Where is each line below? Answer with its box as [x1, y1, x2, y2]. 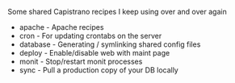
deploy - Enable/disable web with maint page [19, 48, 170, 57]
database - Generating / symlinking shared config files [19, 39, 201, 49]
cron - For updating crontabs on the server [19, 31, 162, 40]
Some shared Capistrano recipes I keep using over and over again [7, 7, 227, 16]
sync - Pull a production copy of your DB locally [19, 65, 178, 75]
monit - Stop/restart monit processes [19, 56, 143, 66]
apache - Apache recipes [19, 23, 104, 31]
